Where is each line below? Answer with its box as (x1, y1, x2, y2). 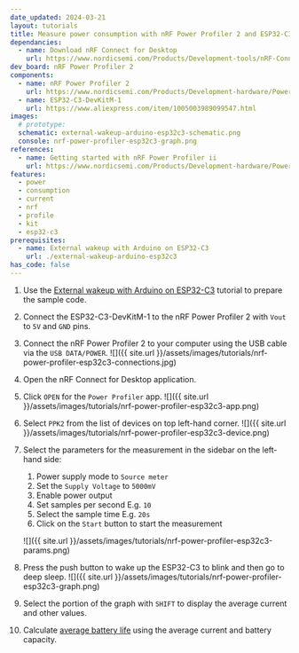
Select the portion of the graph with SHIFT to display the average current (22, 598, 287, 609)
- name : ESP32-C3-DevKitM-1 (18, 95, 122, 105)
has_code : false (10, 261, 70, 270)
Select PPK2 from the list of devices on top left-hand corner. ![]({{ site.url (22, 418, 287, 429)
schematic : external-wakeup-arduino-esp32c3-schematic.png (18, 129, 241, 138)
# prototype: (18, 121, 67, 130)
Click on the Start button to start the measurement (35, 518, 223, 529)
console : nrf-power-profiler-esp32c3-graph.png (18, 137, 198, 146)
